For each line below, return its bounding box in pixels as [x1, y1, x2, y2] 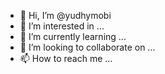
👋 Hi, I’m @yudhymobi [19, 10, 112, 21]
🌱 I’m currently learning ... [19, 31, 127, 42]
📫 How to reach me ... [19, 53, 113, 64]
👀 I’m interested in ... [19, 20, 105, 32]
